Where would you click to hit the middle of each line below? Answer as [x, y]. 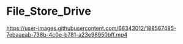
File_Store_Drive [49, 11]
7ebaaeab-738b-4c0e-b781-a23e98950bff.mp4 [67, 34]
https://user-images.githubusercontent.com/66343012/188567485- [91, 28]
